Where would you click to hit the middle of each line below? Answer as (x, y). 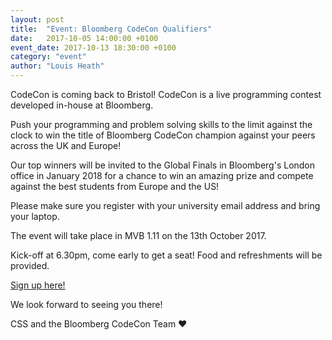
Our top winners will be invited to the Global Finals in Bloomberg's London (163, 165)
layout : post (37, 19)
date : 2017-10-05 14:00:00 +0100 (84, 38)
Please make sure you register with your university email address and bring (165, 205)
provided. (30, 265)
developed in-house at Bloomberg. (82, 105)
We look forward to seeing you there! (86, 304)
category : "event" (48, 57)
